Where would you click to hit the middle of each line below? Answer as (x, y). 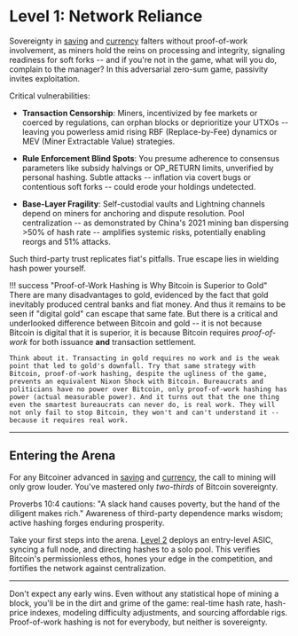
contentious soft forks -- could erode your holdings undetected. (139, 186)
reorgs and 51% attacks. (66, 241)
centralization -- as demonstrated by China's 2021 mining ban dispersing (155, 223)
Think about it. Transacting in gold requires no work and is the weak (144, 358)
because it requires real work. (69, 420)
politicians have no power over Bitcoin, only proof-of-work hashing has (149, 389)
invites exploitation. (45, 78)
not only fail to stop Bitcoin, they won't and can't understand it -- (144, 412)
